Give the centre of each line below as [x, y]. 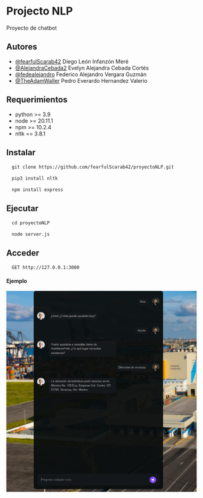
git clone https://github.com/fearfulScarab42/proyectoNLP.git [93, 167]
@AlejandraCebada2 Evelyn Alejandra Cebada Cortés [82, 68]
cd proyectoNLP [31, 223]
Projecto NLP [40, 11]
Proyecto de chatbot [32, 28]
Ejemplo [17, 281]
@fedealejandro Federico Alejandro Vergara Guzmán [81, 74]
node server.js [31, 234]
